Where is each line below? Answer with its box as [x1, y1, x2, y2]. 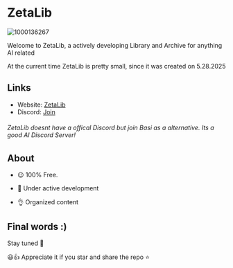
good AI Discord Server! [7, 131, 76, 139]
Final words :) [7, 220, 67, 233]
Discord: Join [17, 107, 55, 116]
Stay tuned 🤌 [7, 239, 44, 247]
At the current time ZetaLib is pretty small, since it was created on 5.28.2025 [7, 62, 226, 70]
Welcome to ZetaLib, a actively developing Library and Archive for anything [7, 41, 223, 49]
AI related [7, 48, 35, 57]
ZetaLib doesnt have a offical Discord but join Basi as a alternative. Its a [7, 123, 214, 132]
